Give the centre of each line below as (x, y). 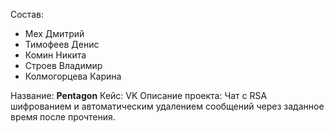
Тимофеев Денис (62, 44)
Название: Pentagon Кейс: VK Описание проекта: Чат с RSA (139, 95)
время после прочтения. (63, 117)
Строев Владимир (63, 65)
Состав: (27, 14)
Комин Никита (55, 55)
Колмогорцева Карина (73, 76)
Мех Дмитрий (54, 33)
